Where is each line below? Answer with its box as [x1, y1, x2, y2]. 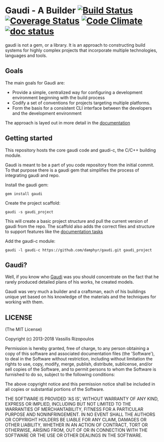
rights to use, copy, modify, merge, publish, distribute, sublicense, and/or [5, 361, 153, 367]
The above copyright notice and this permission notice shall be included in [5, 381, 155, 387]
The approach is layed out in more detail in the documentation [5, 119, 131, 125]
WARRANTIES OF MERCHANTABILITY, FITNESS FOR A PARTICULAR [5, 406, 143, 413]
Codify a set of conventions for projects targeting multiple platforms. [12, 100, 151, 106]
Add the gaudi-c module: [5, 238, 55, 244]
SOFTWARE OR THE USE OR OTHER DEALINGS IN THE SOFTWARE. [5, 433, 142, 439]
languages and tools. [5, 52, 47, 59]
